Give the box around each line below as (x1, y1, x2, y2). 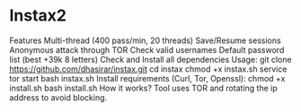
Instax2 (9, 5, 67, 26)
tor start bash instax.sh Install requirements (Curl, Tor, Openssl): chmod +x (9, 73, 286, 83)
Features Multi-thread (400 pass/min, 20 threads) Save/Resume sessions (9, 35, 281, 46)
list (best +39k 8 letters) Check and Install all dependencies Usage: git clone (9, 54, 292, 65)
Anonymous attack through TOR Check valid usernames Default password (9, 44, 285, 55)
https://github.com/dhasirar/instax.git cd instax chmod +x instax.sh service (9, 64, 288, 74)
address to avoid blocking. (9, 91, 108, 103)
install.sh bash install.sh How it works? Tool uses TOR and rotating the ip (9, 82, 279, 93)
